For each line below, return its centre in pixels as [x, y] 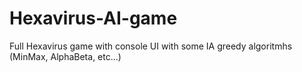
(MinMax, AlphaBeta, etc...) [65, 56]
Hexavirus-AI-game [93, 18]
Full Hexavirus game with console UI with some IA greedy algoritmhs [151, 46]
